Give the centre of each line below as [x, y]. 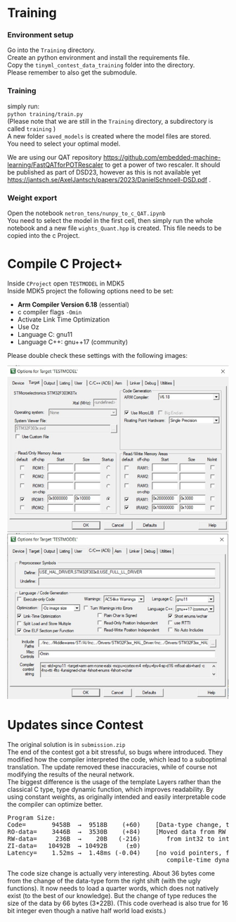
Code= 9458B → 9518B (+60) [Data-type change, [115, 825]
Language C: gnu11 [45, 335]
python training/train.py [45, 114]
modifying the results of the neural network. [71, 774]
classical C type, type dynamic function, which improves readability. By [111, 789]
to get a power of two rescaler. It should [163, 165]
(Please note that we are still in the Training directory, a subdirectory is [110, 121]
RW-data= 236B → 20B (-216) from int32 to [111, 839]
